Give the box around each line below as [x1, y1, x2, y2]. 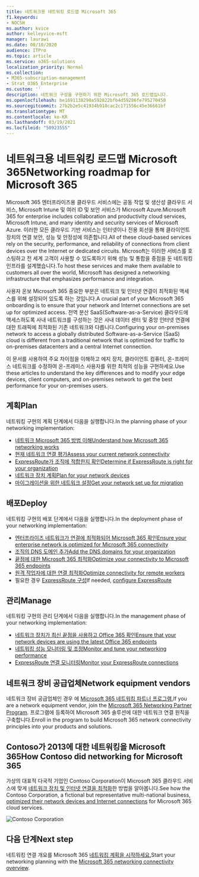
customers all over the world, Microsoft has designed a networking [6, 269, 170, 276]
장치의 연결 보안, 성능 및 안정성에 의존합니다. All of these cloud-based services [6, 233, 192, 241]
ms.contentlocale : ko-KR [6, 114, 68, 120]
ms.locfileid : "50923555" [6, 125, 70, 131]
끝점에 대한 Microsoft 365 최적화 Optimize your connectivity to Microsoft [14, 555, 189, 563]
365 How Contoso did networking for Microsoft [6, 751, 183, 761]
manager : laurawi [6, 36, 49, 42]
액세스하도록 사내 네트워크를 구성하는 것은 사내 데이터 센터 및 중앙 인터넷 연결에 [6, 316, 190, 323]
